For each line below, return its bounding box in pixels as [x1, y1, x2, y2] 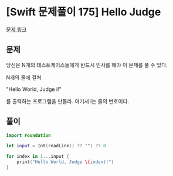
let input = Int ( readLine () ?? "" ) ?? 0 [6, 143, 107, 149]
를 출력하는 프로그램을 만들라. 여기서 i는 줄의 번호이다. [6, 97, 130, 104]
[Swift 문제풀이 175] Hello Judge [6, 5, 161, 19]
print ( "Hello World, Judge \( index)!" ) [16, 159, 114, 165]
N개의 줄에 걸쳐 [6, 74, 42, 81]
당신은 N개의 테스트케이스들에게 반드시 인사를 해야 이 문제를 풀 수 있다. [6, 61, 168, 68]
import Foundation [6, 133, 51, 138]
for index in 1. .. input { [6, 154, 69, 160]
